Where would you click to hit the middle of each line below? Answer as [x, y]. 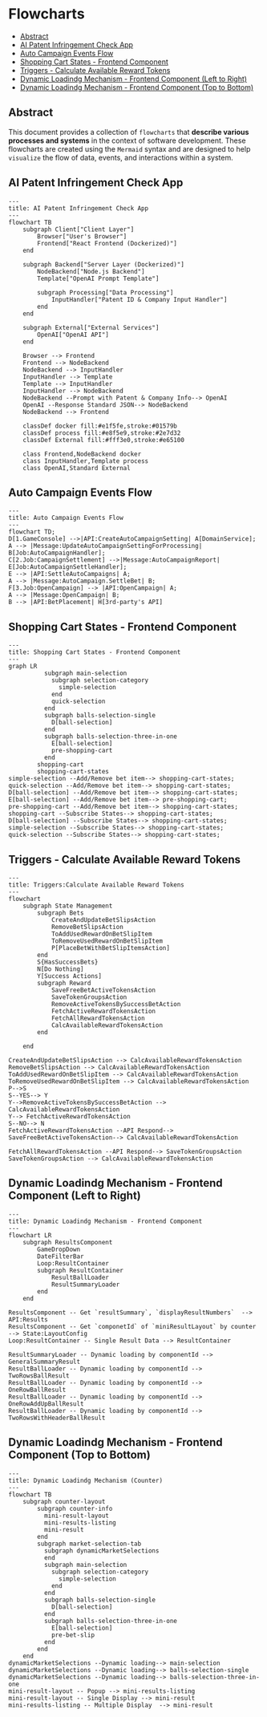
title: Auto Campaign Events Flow [66, 518]
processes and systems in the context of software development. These [127, 140]
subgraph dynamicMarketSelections [101, 1551]
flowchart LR [30, 1235]
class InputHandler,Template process [86, 461]
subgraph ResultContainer [81, 1270]
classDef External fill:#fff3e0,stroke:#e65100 [103, 440]
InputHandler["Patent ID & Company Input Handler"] [139, 299]
